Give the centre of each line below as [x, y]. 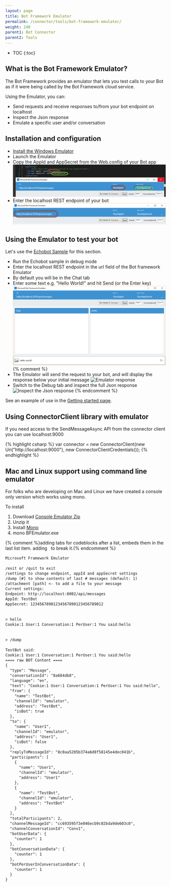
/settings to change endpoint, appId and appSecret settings [72, 573]
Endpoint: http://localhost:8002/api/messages [55, 594]
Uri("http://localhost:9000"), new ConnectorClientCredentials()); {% [76, 450]
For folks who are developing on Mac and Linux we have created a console [84, 491]
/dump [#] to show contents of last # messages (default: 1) [72, 578]
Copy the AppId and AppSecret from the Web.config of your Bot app [84, 162]
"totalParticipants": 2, [36, 818]
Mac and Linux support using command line [76, 471]
